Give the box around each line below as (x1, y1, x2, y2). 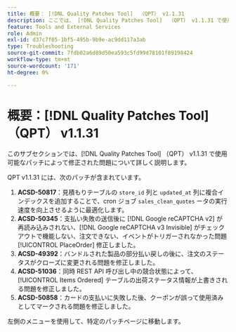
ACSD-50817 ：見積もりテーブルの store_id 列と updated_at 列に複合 (17, 188, 218, 197)
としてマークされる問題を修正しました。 (17, 303, 135, 311)
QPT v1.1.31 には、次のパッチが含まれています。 (7, 173, 145, 182)
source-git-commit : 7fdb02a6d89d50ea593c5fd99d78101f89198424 (7, 50, 193, 57)
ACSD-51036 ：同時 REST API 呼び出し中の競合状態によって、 (17, 267, 197, 276)
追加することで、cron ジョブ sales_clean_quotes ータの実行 (54, 197, 228, 206)
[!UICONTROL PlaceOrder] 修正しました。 (17, 241, 140, 249)
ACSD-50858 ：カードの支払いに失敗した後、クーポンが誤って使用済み (17, 293, 224, 302)
